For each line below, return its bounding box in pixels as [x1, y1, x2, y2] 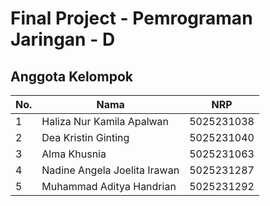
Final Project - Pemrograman [10, 7, 253, 30]
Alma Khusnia [41, 147, 107, 161]
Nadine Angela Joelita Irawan [41, 163, 180, 177]
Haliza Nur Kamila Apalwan [41, 115, 170, 128]
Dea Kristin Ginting [41, 131, 130, 144]
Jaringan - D [10, 28, 116, 51]
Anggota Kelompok [10, 68, 133, 85]
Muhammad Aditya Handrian [41, 180, 177, 193]
